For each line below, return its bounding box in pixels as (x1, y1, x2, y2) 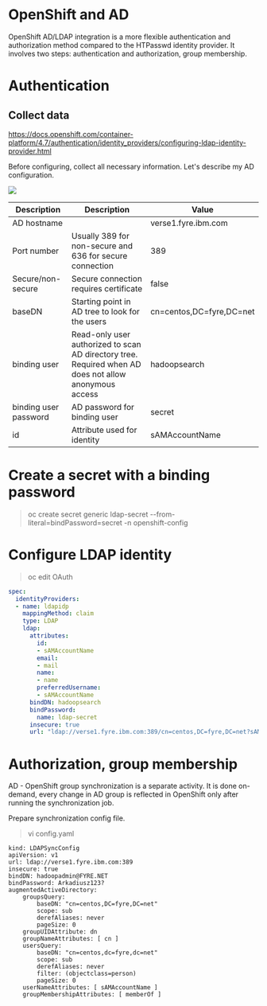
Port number (12, 245, 60, 256)
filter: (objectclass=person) (37, 969, 137, 978)
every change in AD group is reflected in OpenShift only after (38, 790, 239, 799)
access (71, 388, 99, 400)
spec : (8, 587, 26, 595)
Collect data (8, 108, 70, 122)
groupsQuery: (22, 893, 66, 901)
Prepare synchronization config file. (8, 813, 126, 823)
